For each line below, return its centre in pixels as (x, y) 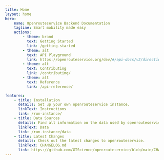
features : (15, 96)
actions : (23, 32)
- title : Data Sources (37, 118)
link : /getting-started (51, 46)
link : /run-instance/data (44, 132)
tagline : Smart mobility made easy (50, 28)
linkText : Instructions (42, 109)
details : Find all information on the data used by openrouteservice (90, 122)
